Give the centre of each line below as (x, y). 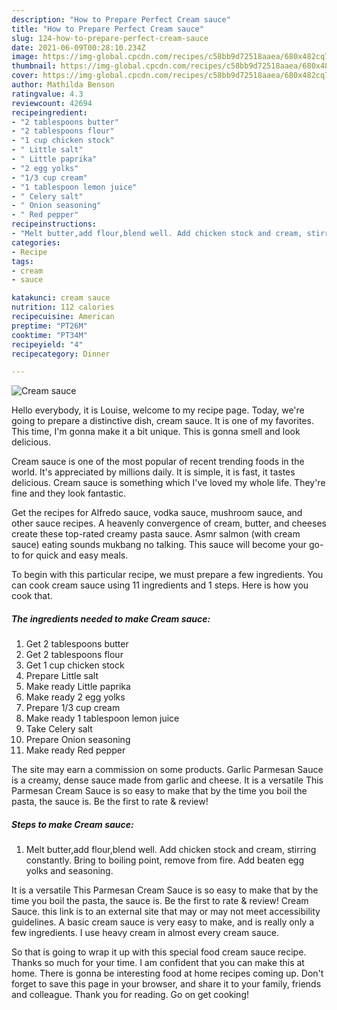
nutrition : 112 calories (63, 307)
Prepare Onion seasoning (78, 740)
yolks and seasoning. (69, 871)
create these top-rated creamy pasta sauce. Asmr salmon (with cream (156, 534)
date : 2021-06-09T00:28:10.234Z (78, 47)
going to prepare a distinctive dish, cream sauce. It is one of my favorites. (162, 421)
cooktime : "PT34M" (49, 335)
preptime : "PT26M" (49, 326)
